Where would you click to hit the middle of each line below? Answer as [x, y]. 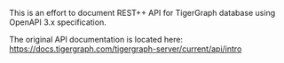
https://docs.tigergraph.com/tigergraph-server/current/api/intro [126, 49]
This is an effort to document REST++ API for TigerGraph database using [142, 13]
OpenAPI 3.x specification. [58, 22]
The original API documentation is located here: [96, 39]
